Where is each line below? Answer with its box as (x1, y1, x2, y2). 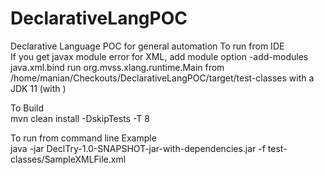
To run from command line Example (10, 132, 157, 144)
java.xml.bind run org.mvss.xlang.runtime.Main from (10, 61, 225, 73)
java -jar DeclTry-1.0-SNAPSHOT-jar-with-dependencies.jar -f (10, 142, 266, 154)
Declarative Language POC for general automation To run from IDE (10, 40, 285, 52)
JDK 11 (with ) (10, 82, 67, 94)
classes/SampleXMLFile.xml (10, 153, 127, 165)
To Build (10, 102, 45, 114)
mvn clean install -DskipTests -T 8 (10, 112, 150, 124)
